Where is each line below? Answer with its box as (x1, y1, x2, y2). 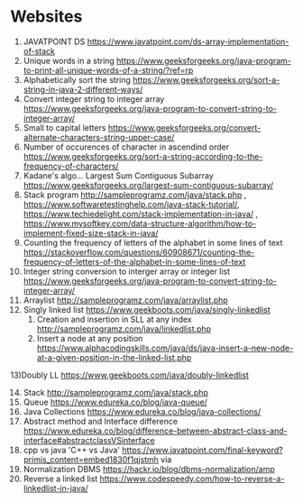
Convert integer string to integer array (23, 93, 165, 105)
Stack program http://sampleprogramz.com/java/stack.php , (23, 189, 247, 200)
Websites (10, 6, 83, 27)
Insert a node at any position (36, 333, 143, 343)
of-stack (23, 45, 55, 56)
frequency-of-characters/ (23, 160, 120, 171)
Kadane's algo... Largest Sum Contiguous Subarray (23, 169, 215, 181)
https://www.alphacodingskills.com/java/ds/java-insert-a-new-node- (36, 342, 294, 353)
